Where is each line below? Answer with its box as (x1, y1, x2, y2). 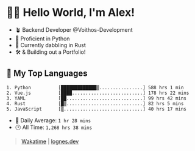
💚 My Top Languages (6, 68, 88, 79)
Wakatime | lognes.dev (21, 138, 79, 145)
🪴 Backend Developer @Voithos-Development (15, 26, 133, 33)
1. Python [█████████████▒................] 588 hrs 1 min (6, 84, 184, 90)
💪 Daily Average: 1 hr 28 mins (15, 116, 91, 124)
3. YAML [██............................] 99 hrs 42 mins (6, 95, 187, 101)
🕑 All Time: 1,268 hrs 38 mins (15, 123, 93, 131)
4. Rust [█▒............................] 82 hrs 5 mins (6, 100, 184, 106)
